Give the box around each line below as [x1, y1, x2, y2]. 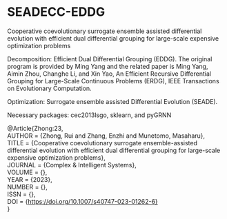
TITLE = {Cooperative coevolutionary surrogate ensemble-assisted [7, 138, 198, 147]
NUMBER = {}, [7, 182, 48, 191]
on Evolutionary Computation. [7, 84, 92, 92]
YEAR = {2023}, [7, 175, 53, 183]
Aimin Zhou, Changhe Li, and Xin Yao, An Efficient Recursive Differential [7, 70, 212, 78]
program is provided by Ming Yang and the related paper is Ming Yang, [7, 62, 208, 70]
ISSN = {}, [7, 190, 36, 198]
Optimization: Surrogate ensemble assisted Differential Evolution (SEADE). [7, 97, 218, 105]
